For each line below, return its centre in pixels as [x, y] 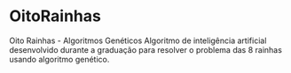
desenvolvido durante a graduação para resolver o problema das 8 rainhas [145, 49]
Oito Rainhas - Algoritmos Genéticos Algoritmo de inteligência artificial [138, 40]
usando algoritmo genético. [59, 59]
